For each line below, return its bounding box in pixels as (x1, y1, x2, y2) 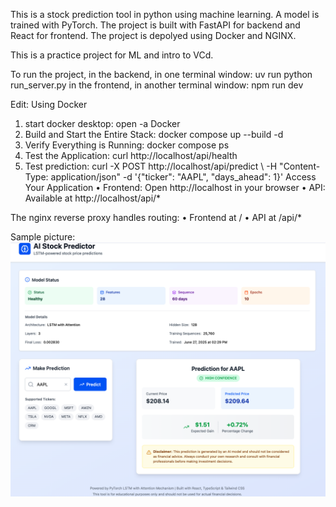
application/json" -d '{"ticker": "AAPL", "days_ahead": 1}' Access (50, 171, 317, 183)
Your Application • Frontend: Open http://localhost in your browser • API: (24, 182, 326, 193)
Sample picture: (10, 231, 76, 243)
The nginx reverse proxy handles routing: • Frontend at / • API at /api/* (10, 212, 303, 223)
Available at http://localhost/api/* (24, 192, 162, 204)
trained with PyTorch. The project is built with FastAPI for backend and (10, 19, 301, 31)
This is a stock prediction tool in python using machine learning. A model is (10, 9, 320, 20)
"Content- (279, 160, 321, 172)
